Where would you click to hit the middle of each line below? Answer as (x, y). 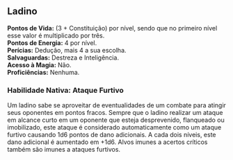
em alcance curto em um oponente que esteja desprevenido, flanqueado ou (116, 120)
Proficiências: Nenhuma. (43, 72)
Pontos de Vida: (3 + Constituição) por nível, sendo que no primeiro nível (112, 28)
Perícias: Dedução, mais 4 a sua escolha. (67, 50)
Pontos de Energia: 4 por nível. (52, 43)
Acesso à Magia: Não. (39, 64)
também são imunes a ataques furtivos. (64, 150)
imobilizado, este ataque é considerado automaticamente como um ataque (114, 127)
